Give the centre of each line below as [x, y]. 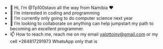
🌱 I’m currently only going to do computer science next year [71, 18]
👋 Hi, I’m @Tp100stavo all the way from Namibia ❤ [62, 8]
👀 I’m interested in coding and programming [55, 13]
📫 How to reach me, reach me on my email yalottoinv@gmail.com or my [84, 34]
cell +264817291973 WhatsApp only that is [54, 41]
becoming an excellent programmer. [47, 29]
